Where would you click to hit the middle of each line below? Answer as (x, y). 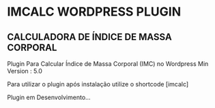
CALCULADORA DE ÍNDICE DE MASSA (89, 37)
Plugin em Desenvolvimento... (49, 97)
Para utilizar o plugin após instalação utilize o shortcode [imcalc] (98, 84)
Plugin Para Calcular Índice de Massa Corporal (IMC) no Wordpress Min (108, 64)
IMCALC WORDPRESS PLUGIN (94, 12)
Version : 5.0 (25, 71)
